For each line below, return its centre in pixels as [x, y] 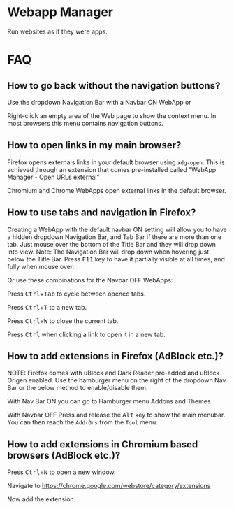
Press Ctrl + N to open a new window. [61, 472]
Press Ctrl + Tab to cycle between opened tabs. [76, 294]
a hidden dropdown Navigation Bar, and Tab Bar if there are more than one [115, 237]
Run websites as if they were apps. [58, 31]
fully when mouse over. [41, 266]
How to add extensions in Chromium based [103, 444]
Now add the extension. [42, 499]
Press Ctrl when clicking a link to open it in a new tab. [86, 334]
